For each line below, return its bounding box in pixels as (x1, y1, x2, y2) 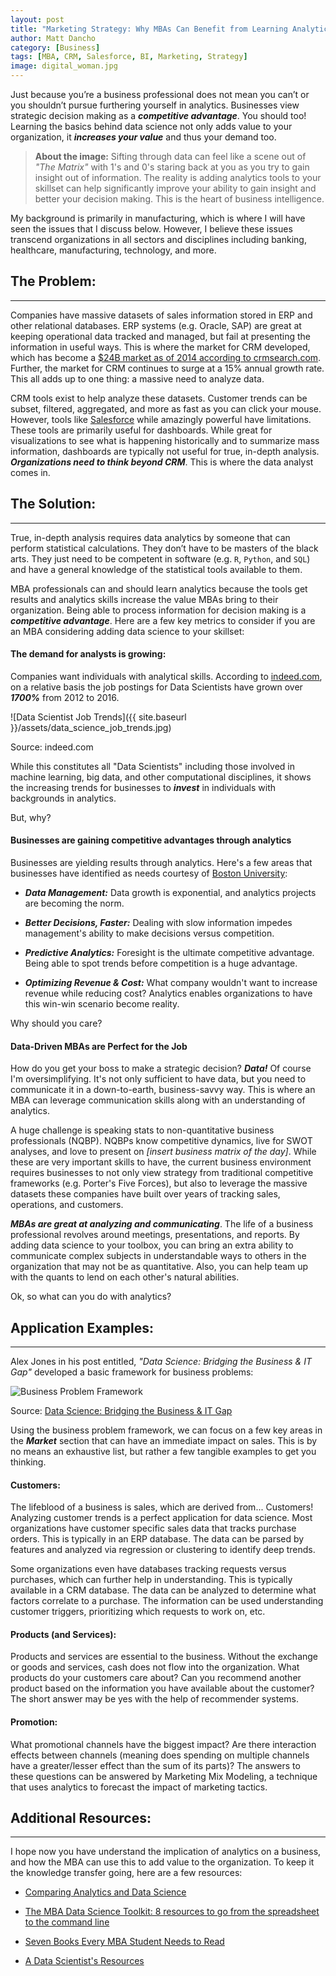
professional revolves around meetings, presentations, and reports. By (10, 1229, 300, 1241)
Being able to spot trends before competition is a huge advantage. (24, 957, 298, 970)
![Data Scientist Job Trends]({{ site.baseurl (10, 711, 187, 723)
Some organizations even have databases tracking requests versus (10, 1563, 287, 1575)
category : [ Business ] (10, 42, 101, 53)
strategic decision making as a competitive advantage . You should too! (10, 110, 307, 121)
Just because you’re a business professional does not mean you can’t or (10, 89, 310, 100)
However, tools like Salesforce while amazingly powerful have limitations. (10, 413, 312, 425)
